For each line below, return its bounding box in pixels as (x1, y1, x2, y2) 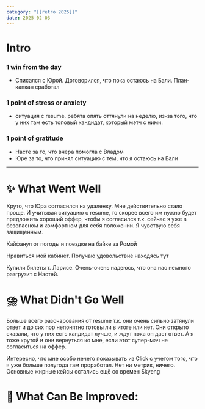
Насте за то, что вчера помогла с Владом (15, 148, 124, 155)
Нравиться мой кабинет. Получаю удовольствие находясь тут (6, 252, 169, 259)
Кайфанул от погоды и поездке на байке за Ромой (6, 240, 137, 248)
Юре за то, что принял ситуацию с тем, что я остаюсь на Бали (15, 154, 179, 162)
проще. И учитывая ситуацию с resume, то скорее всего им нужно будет (6, 208, 197, 216)
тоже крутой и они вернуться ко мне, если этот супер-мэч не (6, 337, 168, 344)
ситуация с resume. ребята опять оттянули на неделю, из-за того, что (15, 112, 197, 120)
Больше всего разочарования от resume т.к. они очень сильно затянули (6, 317, 194, 325)
